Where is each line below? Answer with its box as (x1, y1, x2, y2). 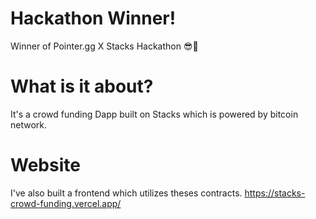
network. (10, 118, 48, 131)
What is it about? (10, 75, 154, 98)
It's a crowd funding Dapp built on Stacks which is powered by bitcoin (10, 108, 299, 120)
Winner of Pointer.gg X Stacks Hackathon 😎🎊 (10, 40, 199, 52)
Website (10, 154, 81, 177)
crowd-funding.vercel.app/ (10, 197, 122, 209)
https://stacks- (244, 187, 306, 199)
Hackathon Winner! (10, 7, 177, 30)
